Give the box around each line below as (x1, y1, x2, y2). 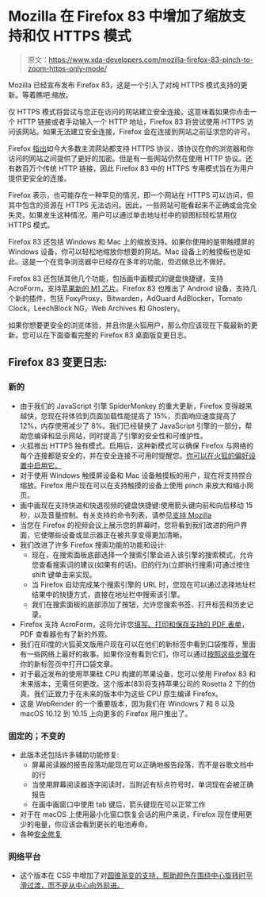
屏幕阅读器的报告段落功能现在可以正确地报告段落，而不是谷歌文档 (31, 760, 247, 769)
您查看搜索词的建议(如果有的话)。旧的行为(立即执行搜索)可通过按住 (31, 560, 251, 569)
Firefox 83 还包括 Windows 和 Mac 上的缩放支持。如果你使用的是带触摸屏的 (8, 237, 255, 246)
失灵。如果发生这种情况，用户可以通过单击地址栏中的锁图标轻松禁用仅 (8, 210, 237, 219)
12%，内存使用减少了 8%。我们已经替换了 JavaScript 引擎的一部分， (19, 421, 245, 430)
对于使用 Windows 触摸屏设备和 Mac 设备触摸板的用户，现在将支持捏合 (19, 470, 253, 480)
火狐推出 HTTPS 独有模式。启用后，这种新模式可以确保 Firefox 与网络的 (19, 441, 254, 450)
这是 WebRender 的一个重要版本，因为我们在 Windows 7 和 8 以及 (19, 699, 236, 708)
